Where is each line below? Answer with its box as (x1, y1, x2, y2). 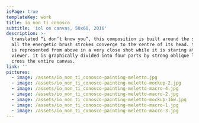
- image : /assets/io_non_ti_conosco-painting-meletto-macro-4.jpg (11, 86, 179, 92)
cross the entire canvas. (11, 58, 76, 64)
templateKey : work (6, 14, 52, 20)
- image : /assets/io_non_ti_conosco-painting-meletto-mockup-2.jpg (11, 80, 182, 86)
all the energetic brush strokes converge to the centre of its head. (11, 42, 190, 48)
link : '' (6, 63, 28, 70)
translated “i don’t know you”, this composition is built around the (11, 36, 190, 42)
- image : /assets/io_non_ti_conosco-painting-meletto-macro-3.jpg (11, 108, 179, 114)
